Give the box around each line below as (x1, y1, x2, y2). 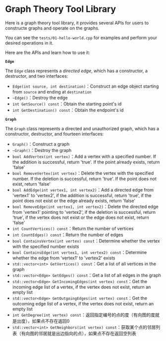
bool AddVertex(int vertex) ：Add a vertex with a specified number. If (12, 153, 156, 159)
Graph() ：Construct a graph (12, 141, 70, 147)
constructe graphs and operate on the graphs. (5, 25, 100, 31)
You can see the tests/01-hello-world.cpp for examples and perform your (5, 35, 158, 41)
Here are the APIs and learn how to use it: (5, 49, 90, 55)
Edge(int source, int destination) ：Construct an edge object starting (12, 83, 159, 89)
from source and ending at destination (12, 89, 92, 95)
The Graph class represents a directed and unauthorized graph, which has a (5, 125, 160, 132)
